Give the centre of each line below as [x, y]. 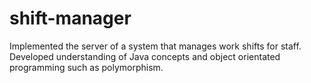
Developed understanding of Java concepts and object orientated [145, 56]
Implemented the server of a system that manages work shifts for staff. [155, 46]
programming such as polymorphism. [86, 67]
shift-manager [70, 18]
